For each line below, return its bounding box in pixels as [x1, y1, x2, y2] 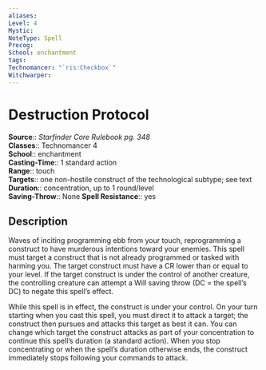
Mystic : [8, 26, 34, 34]
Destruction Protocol [8, 105, 149, 124]
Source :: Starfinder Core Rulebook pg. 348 [8, 132, 150, 141]
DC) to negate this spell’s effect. [8, 287, 114, 296]
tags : [8, 57, 26, 65]
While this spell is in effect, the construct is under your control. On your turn [8, 302, 258, 312]
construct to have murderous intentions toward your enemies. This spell [8, 245, 245, 254]
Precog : [8, 42, 34, 50]
